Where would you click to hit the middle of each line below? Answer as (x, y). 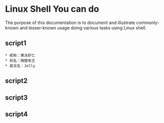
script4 (16, 114)
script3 (16, 97)
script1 (16, 43)
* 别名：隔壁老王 (20, 61)
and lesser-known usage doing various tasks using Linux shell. (83, 27)
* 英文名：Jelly (20, 66)
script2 (16, 81)
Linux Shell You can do (52, 9)
